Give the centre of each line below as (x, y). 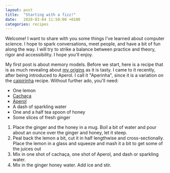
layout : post (19, 10)
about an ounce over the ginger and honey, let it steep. (70, 133)
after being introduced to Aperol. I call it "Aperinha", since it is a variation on (84, 75)
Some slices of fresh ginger (41, 118)
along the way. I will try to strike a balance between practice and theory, (80, 49)
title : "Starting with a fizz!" (41, 15)
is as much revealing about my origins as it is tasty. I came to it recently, (80, 70)
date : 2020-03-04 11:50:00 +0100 (43, 19)
